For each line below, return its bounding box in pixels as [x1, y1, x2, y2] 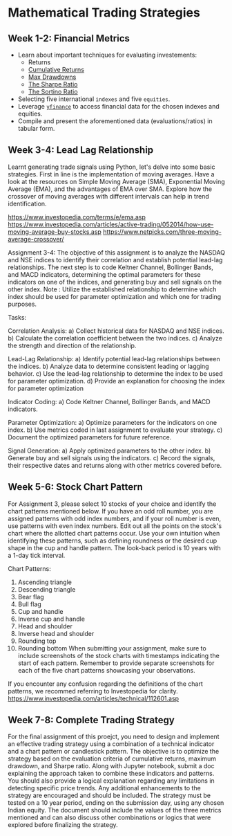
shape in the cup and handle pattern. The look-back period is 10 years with [8, 543, 222, 552]
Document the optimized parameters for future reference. [8, 433, 172, 441]
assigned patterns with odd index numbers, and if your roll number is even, [8, 514, 222, 522]
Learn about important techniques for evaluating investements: [17, 51, 197, 59]
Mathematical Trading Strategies [8, 5, 201, 21]
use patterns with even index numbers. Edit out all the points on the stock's [8, 521, 222, 530]
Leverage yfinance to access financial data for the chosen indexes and [17, 102, 220, 110]
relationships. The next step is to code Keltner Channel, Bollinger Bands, [8, 263, 213, 271]
